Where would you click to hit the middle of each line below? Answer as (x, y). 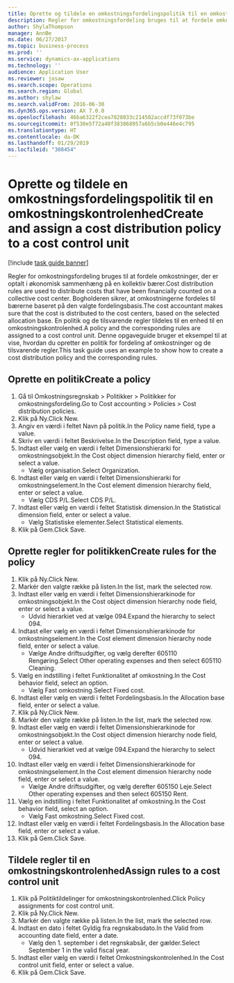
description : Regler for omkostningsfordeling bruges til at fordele (111, 20)
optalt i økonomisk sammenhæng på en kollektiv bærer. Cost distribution (111, 284)
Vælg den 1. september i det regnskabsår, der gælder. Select (114, 943)
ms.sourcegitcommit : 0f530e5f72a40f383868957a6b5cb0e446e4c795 (101, 124)
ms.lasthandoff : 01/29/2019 (49, 144)
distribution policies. (47, 411)
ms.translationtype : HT (42, 130)
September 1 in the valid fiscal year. (79, 950)
